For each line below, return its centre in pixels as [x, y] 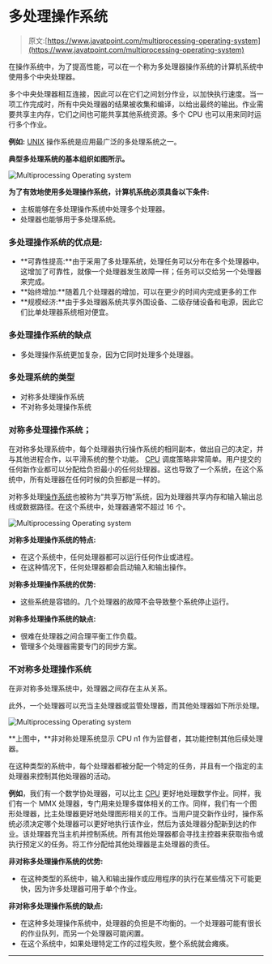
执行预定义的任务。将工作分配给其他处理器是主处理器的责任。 [111, 844]
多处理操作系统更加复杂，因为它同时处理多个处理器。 [109, 355]
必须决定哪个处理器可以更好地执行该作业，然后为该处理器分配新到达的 [132, 824]
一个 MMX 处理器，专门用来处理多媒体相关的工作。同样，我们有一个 [136, 803]
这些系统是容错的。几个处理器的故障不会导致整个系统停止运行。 [126, 602]
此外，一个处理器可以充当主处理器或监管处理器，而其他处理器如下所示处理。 [136, 706]
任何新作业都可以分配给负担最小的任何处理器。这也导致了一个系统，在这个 [132, 469]
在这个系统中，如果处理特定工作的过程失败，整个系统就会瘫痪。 [126, 944]
